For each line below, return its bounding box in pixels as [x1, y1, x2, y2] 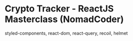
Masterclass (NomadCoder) [5, 13, 124, 25]
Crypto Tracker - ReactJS [5, 3, 114, 14]
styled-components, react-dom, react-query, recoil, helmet [5, 30, 128, 36]
